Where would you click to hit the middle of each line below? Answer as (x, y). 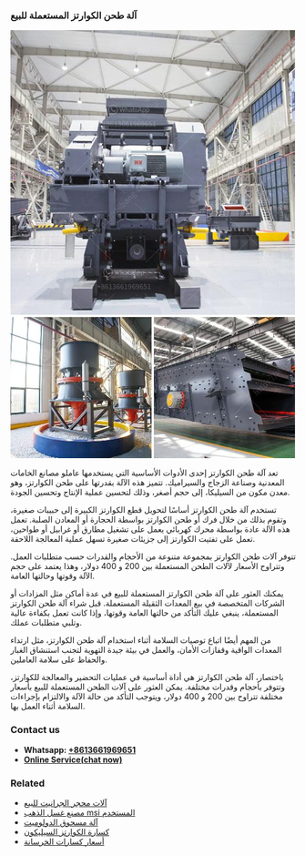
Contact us (35, 730)
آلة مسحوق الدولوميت (61, 822)
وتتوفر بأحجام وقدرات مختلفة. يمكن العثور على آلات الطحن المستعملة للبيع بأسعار (148, 687)
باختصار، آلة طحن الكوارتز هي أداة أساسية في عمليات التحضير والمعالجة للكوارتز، (147, 678)
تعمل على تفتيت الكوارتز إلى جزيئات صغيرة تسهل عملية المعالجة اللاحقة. (133, 539)
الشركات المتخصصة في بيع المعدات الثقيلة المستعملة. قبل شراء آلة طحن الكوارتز (147, 603)
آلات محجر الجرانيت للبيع (65, 802)
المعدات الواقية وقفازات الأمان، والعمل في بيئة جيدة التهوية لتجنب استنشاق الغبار (146, 650)
